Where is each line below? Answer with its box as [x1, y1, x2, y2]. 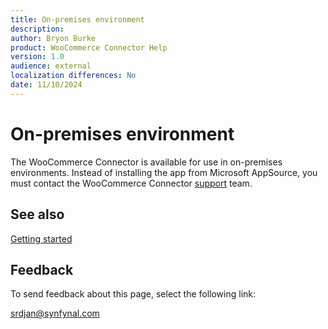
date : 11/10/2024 [10, 80, 83, 90]
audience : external [10, 61, 92, 71]
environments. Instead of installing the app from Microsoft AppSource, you [10, 166, 318, 178]
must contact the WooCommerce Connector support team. [10, 177, 253, 189]
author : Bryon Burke [10, 33, 97, 43]
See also [10, 206, 65, 223]
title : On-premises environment [10, 14, 145, 25]
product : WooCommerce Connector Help [10, 42, 168, 53]
